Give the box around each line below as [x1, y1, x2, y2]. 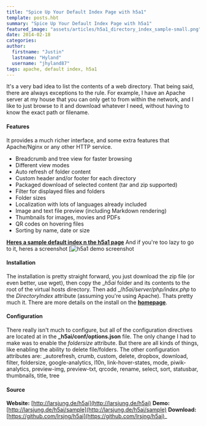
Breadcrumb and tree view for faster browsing [15, 154, 132, 162]
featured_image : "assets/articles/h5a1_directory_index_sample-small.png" [6, 26, 202, 32]
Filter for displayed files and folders [15, 188, 105, 195]
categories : [6, 37, 37, 44]
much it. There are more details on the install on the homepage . [6, 299, 167, 306]
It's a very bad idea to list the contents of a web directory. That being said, [6, 83, 194, 90]
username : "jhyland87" [12, 60, 70, 66]
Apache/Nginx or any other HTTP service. [6, 143, 112, 150]
